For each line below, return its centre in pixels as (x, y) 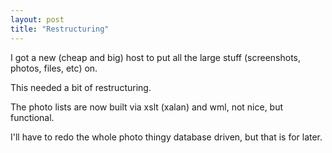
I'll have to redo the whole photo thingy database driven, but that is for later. (166, 137)
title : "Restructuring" (60, 29)
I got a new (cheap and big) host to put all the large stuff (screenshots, (155, 57)
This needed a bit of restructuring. (81, 87)
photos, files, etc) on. (54, 68)
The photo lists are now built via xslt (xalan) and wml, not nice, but (147, 107)
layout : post (37, 19)
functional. (32, 117)
